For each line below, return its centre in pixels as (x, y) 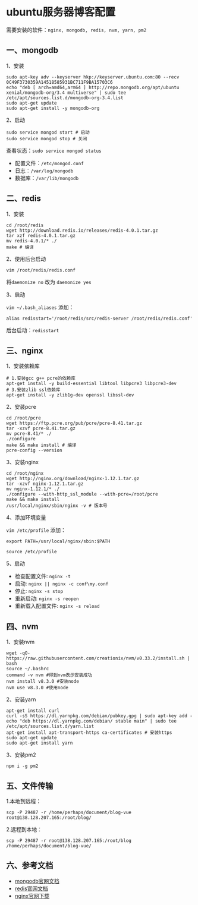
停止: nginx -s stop (39, 591)
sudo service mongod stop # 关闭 (47, 138)
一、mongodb (32, 50)
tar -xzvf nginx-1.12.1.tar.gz (45, 484)
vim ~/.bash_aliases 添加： (40, 307)
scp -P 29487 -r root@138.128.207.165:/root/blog (69, 841)
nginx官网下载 (32, 895)
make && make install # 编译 (41, 445)
